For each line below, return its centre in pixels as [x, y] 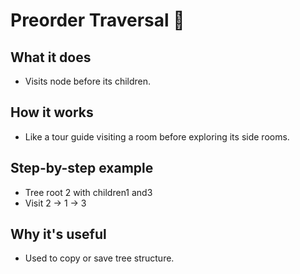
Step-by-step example [82, 168]
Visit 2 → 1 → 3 [55, 203]
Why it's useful [58, 234]
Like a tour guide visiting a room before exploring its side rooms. [157, 136]
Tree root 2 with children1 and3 [88, 192]
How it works [52, 112]
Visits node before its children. [88, 81]
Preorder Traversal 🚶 [97, 20]
